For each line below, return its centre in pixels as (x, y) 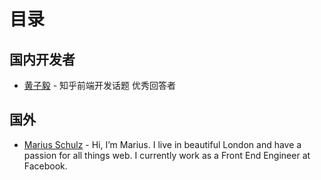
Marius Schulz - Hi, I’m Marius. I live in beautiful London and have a (162, 144)
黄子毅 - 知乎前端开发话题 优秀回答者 (100, 85)
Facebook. (45, 166)
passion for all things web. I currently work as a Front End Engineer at (167, 155)
